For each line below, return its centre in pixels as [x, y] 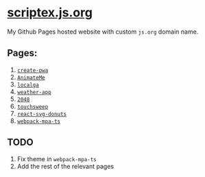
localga [28, 85]
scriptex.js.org [50, 13]
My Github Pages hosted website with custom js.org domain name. [103, 32]
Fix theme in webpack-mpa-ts [57, 158]
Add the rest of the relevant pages [65, 166]
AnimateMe [31, 78]
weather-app [34, 92]
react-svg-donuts [42, 114]
